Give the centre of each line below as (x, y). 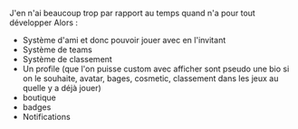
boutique (39, 97)
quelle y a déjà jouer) (62, 88)
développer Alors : (44, 23)
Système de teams (57, 50)
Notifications (46, 117)
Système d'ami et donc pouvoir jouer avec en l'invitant (124, 40)
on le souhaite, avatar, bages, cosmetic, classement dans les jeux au (150, 78)
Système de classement (67, 59)
